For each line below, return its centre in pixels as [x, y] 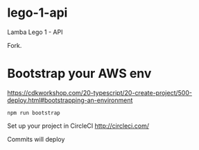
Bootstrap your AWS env [79, 74]
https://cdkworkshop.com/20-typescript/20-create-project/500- [100, 92]
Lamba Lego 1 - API [35, 32]
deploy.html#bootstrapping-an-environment [70, 100]
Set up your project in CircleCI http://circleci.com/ [78, 126]
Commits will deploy [36, 139]
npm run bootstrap [34, 112]
